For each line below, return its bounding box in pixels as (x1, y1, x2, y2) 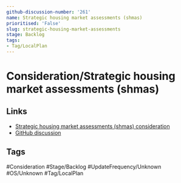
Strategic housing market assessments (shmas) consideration (15, 123, 170, 130)
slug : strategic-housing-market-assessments (6, 26, 121, 32)
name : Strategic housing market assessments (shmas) (6, 15, 143, 21)
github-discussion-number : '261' (6, 9, 91, 15)
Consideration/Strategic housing (6, 70, 176, 83)
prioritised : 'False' (6, 20, 61, 26)
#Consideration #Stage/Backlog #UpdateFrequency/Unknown (6, 163, 162, 170)
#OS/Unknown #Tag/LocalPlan (6, 169, 84, 177)
